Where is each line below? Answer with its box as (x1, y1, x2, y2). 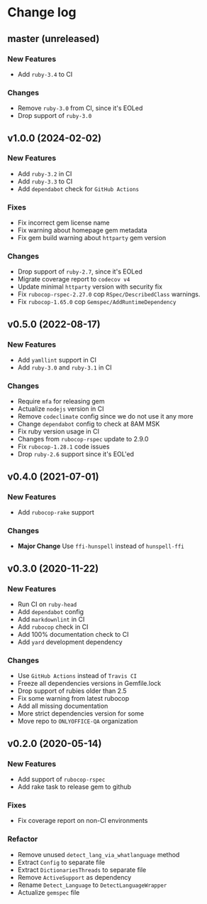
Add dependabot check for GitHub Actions (17, 184, 140, 193)
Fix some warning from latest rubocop (17, 694, 130, 703)
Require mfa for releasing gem (17, 397, 105, 406)
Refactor (7, 834, 38, 844)
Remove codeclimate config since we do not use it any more (17, 412, 194, 421)
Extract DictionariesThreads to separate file (17, 865, 147, 874)
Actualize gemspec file (17, 888, 80, 896)
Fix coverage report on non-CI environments (17, 817, 148, 825)
